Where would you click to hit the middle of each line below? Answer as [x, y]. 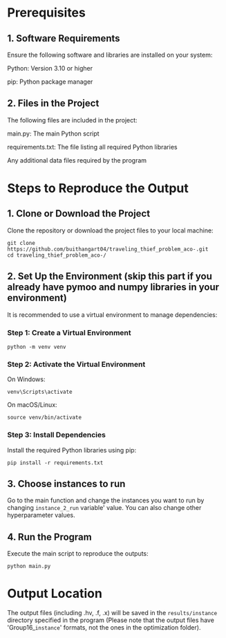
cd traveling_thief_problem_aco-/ [57, 255]
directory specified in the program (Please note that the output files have [111, 620]
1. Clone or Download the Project [79, 213]
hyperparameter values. [41, 515]
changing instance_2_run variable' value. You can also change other [104, 508]
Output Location [55, 594]
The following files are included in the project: [72, 120]
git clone [21, 243]
